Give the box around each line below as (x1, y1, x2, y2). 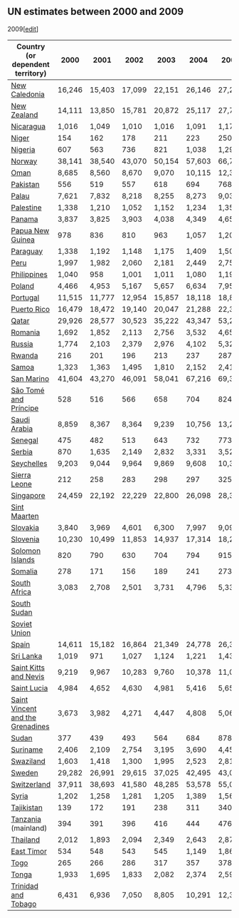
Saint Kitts (11, 663, 45, 673)
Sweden (11, 767, 38, 777)
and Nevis (11, 671, 45, 681)
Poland (11, 281, 34, 291)
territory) (14, 68, 47, 78)
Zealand (11, 110, 38, 120)
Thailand (11, 835, 41, 845)
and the (11, 713, 37, 723)
